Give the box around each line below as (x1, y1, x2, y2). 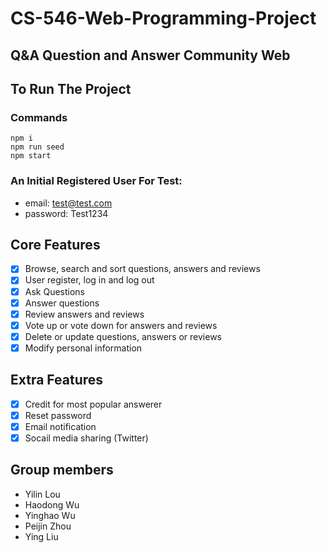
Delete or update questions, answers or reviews (24, 330, 223, 342)
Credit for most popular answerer (24, 398, 163, 410)
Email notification (24, 420, 97, 432)
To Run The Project (10, 80, 132, 97)
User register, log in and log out (24, 274, 155, 286)
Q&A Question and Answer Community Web (10, 47, 291, 64)
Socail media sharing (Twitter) (24, 432, 149, 444)
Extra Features (10, 372, 104, 389)
